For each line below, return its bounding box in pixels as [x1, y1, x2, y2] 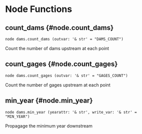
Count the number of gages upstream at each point [5, 81, 111, 88]
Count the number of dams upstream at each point [5, 45, 110, 51]
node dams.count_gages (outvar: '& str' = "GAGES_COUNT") [5, 73, 128, 78]
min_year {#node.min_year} [5, 96, 93, 105]
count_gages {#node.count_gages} [5, 60, 118, 68]
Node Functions [5, 3, 72, 15]
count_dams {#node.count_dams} [5, 23, 114, 32]
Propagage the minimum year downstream [5, 122, 93, 128]
